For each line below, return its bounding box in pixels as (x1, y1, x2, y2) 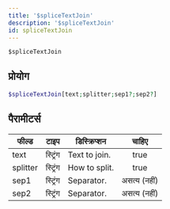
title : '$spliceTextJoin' (8, 11, 93, 20)
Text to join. (67, 149, 111, 160)
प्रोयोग (8, 69, 30, 83)
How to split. (67, 161, 115, 173)
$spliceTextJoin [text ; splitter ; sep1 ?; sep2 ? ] (8, 90, 157, 99)
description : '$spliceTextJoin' (8, 19, 115, 27)
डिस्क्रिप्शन (75, 135, 107, 146)
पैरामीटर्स (8, 112, 41, 126)
